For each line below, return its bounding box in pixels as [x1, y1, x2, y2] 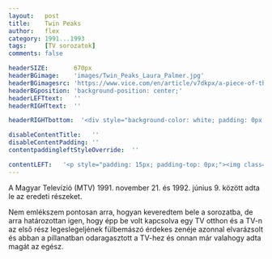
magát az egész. [8, 241, 64, 251]
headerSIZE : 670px [8, 64, 92, 73]
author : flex [8, 27, 60, 35]
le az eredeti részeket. [8, 191, 83, 201]
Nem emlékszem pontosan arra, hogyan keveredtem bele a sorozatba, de [8, 207, 253, 217]
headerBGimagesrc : [8, 79, 70, 87]
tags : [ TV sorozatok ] [8, 42, 96, 50]
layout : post [8, 11, 60, 20]
